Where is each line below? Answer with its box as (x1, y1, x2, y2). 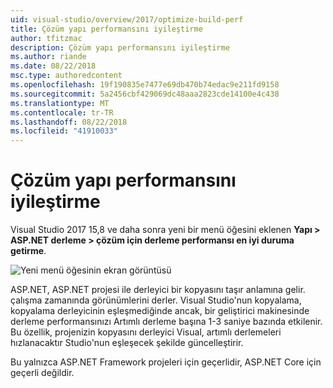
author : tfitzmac (10, 33, 83, 43)
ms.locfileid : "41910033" (10, 126, 118, 136)
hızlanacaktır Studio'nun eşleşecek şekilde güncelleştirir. (10, 337, 244, 349)
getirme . (10, 245, 47, 257)
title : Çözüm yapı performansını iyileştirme (10, 24, 203, 34)
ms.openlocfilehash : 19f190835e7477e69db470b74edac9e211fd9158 (10, 80, 280, 90)
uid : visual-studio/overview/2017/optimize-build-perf (10, 14, 244, 25)
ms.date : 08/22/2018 (10, 61, 97, 71)
